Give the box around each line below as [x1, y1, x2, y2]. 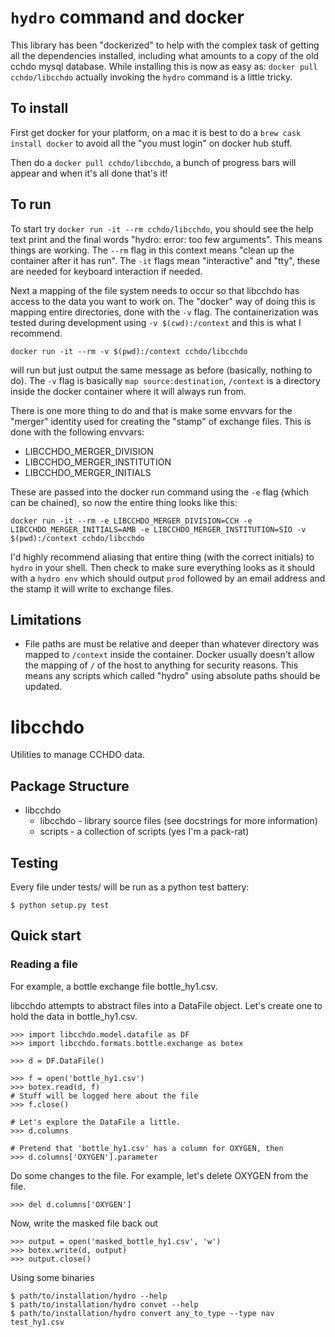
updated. [24, 681, 63, 693]
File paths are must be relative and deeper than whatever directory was [24, 638, 320, 650]
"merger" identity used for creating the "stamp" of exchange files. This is [10, 415, 312, 427]
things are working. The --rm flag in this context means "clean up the [10, 244, 295, 256]
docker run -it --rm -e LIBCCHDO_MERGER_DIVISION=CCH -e [10, 516, 253, 526]
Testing [10, 854, 59, 871]
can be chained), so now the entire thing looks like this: [10, 496, 238, 508]
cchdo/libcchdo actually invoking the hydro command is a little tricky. [10, 71, 293, 83]
